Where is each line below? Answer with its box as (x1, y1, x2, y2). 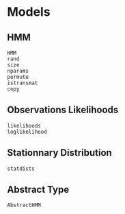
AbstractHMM (7, 202, 41, 209)
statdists (7, 165, 36, 172)
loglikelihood (7, 128, 48, 135)
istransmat (7, 80, 38, 86)
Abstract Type (7, 184, 70, 195)
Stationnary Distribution (7, 147, 113, 158)
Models (7, 4, 51, 20)
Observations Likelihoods (7, 104, 119, 116)
